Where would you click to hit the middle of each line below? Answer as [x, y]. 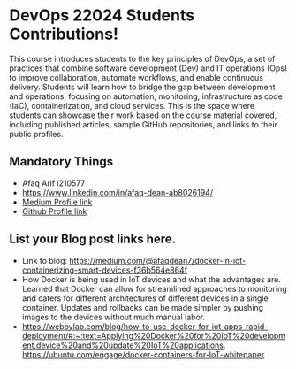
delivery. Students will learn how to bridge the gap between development [142, 87]
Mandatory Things [61, 161]
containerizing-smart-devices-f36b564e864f [105, 270]
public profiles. [36, 134]
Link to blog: [45, 260]
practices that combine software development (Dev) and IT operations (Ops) [148, 68]
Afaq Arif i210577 [53, 183]
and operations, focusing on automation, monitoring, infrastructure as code [146, 96]
